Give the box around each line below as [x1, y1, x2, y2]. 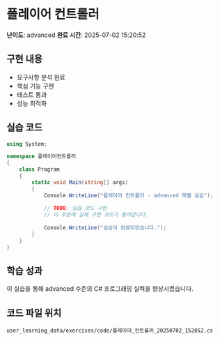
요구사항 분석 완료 [16, 73, 65, 81]
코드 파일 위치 [6, 307, 62, 319]
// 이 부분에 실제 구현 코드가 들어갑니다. [43, 211, 149, 218]
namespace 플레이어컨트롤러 [6, 153, 77, 160]
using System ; [6, 140, 48, 147]
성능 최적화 [16, 99, 47, 107]
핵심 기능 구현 [16, 82, 54, 90]
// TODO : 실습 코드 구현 [43, 205, 107, 212]
